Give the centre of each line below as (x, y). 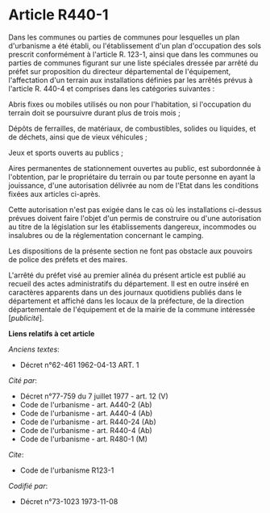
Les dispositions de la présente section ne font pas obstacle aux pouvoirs (131, 251)
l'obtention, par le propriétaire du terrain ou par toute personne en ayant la (132, 177)
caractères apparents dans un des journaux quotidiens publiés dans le (125, 292)
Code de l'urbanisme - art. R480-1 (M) (83, 439)
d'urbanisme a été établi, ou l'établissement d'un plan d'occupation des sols (135, 45)
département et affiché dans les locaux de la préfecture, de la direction (126, 301)
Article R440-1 (58, 15)
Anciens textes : (34, 349)
